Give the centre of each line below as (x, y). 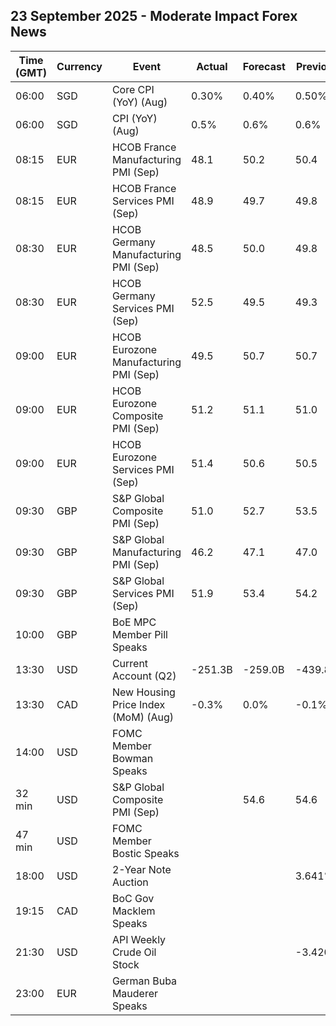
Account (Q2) (144, 676)
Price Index (138, 704)
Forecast (264, 66)
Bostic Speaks (145, 853)
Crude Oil (134, 952)
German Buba (144, 981)
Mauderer (135, 993)
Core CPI (133, 89)
